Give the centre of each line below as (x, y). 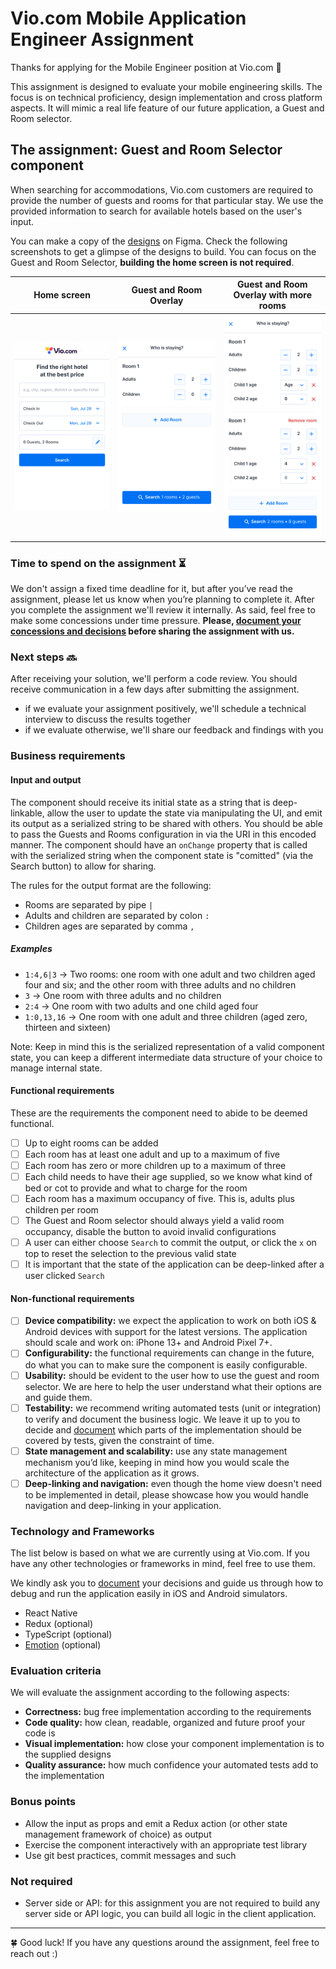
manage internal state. (56, 1068)
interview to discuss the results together (108, 719)
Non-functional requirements (72, 1298)
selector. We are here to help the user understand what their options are (173, 1386)
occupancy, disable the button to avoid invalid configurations (150, 1232)
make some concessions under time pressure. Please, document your (156, 621)
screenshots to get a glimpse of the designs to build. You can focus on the (163, 251)
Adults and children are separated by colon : (117, 915)
